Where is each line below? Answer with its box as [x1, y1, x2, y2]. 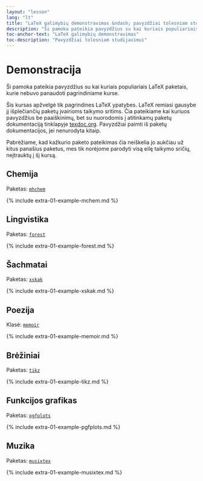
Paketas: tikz [6, 367, 40, 373]
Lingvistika [6, 214, 49, 224]
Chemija [6, 169, 38, 179]
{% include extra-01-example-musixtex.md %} [6, 468, 123, 476]
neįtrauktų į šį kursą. [6, 151, 57, 159]
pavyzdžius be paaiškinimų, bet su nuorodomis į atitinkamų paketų [6, 114, 172, 121]
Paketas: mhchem [6, 185, 46, 192]
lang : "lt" [6, 15, 34, 21]
